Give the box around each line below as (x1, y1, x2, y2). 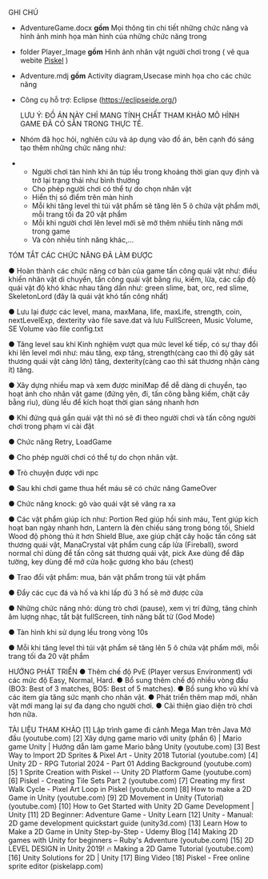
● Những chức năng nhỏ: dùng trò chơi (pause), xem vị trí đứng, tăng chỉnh (8, 604, 258, 613)
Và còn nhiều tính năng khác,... (31, 235, 134, 244)
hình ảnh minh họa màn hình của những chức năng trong (19, 32, 207, 41)
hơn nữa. (8, 709, 38, 719)
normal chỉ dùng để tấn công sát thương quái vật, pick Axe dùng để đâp (8, 549, 245, 557)
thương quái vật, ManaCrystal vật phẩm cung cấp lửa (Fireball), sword (8, 540, 238, 549)
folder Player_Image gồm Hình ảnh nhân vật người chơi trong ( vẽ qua (19, 47, 250, 56)
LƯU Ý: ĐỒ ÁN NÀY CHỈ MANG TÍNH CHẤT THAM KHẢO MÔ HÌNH (19, 110, 240, 120)
